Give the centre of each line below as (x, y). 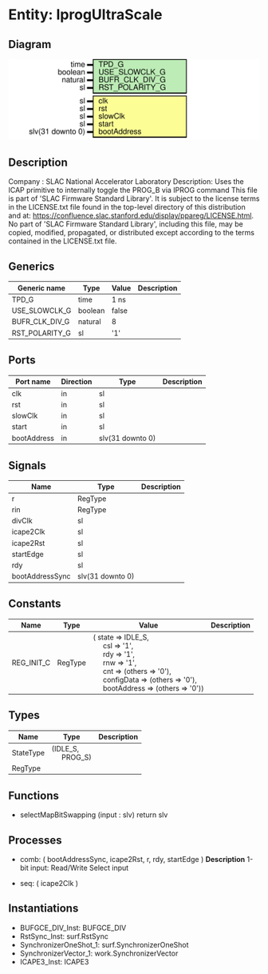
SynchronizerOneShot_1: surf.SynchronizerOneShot (104, 944)
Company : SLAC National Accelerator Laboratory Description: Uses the (126, 182)
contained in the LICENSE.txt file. (63, 241)
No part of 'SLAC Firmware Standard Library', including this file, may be (126, 224)
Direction (77, 382)
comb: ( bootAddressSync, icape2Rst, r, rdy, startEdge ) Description (132, 859)
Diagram (30, 44)
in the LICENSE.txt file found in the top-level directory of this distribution (127, 207)
